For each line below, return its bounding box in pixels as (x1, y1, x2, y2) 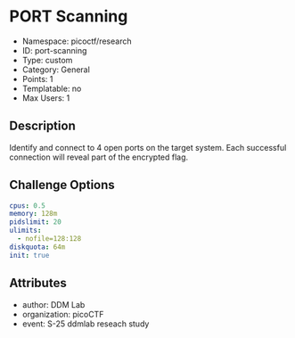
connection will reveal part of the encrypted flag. (9, 152, 189, 162)
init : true (9, 251, 50, 260)
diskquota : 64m (9, 243, 66, 251)
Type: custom (21, 54, 73, 65)
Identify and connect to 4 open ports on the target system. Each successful (9, 142, 287, 153)
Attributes (9, 276, 67, 291)
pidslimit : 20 (9, 218, 62, 227)
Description (9, 119, 76, 134)
